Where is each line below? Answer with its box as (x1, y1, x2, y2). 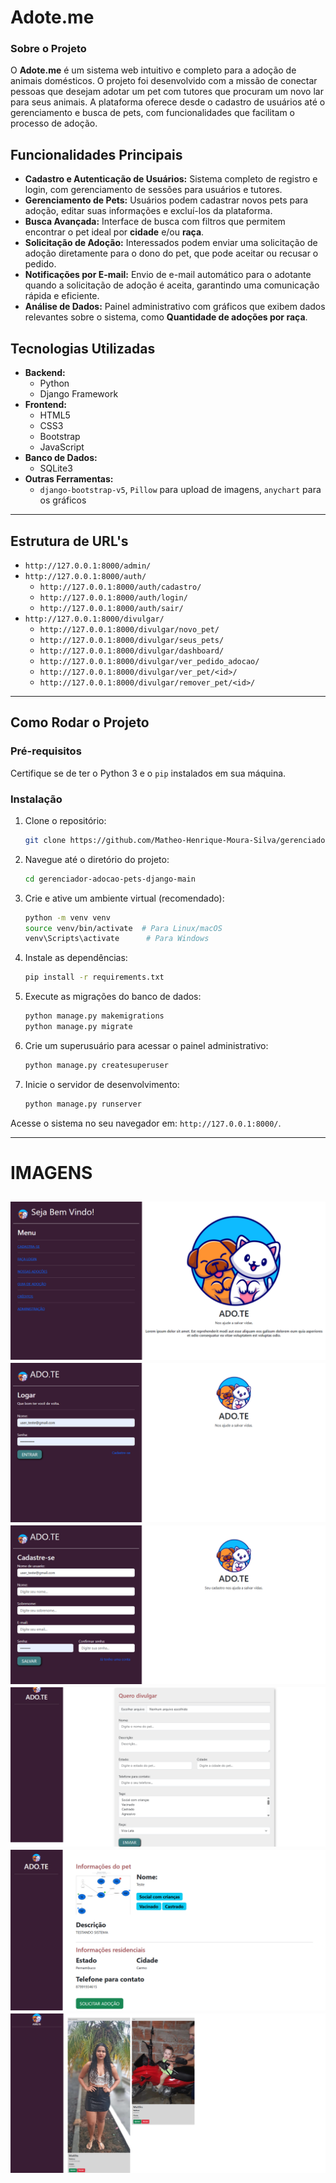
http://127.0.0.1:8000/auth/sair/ (39, 603, 184, 613)
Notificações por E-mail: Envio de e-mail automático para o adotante (24, 269, 312, 281)
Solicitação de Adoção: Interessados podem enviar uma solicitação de (24, 237, 318, 249)
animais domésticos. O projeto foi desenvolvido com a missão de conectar (10, 75, 318, 87)
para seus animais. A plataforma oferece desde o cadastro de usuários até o (10, 96, 326, 108)
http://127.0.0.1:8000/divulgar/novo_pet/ (39, 624, 220, 635)
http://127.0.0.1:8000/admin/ (24, 561, 152, 571)
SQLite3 (39, 462, 73, 475)
